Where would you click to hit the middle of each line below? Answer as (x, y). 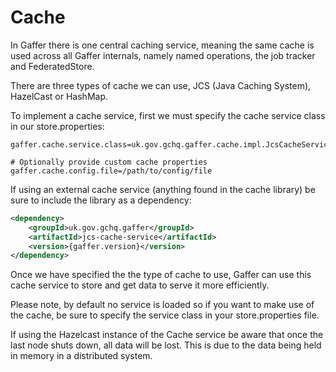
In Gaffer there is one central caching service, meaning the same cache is (162, 45)
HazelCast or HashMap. (59, 96)
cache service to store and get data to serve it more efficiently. (140, 285)
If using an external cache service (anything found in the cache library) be (163, 189)
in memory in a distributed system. (81, 356)
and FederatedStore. (52, 66)
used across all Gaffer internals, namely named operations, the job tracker (163, 55)
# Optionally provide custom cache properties (109, 162)
